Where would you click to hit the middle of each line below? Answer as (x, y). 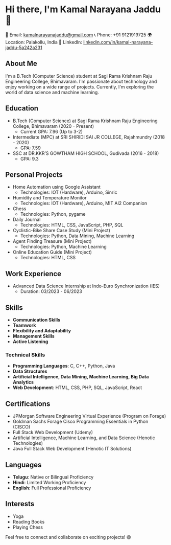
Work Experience (33, 274)
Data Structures (30, 371)
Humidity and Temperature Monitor (50, 198)
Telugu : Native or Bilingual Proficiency (53, 477)
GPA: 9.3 (30, 158)
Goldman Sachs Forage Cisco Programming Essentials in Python (80, 422)
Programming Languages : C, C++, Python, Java (64, 366)
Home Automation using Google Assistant (57, 187)
